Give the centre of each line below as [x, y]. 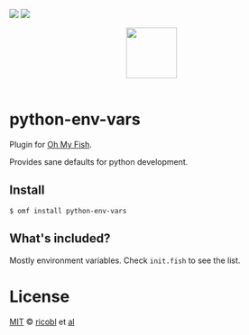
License [40, 296]
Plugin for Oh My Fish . [51, 144]
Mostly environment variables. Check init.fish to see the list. [125, 260]
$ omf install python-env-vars [68, 211]
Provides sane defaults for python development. [99, 161]
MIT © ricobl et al [42, 321]
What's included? [60, 239]
